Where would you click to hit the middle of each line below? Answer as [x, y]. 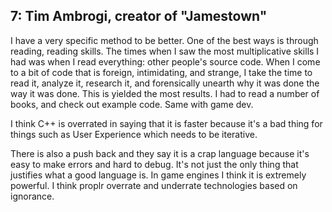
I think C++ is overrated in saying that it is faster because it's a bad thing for [166, 123]
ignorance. [32, 196]
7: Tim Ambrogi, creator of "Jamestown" [139, 16]
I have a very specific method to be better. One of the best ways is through [164, 40]
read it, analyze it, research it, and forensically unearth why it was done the [165, 83]
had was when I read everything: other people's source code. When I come [165, 61]
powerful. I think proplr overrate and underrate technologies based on [154, 185]
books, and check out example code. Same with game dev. [132, 104]
